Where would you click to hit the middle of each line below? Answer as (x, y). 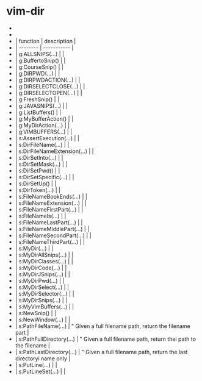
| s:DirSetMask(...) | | (41, 164)
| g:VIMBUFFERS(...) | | (44, 132)
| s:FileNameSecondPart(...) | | (53, 235)
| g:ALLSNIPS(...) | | (40, 54)
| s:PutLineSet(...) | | (40, 371)
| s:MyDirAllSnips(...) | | (44, 255)
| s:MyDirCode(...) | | (41, 268)
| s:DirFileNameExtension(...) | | (54, 151)
